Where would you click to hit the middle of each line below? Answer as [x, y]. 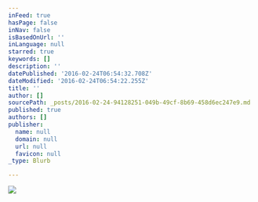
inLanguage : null [36, 45]
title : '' [24, 88]
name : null [33, 132]
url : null [31, 146]
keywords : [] [29, 60]
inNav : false [29, 30]
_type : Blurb [29, 161]
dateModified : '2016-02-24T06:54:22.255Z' [78, 81]
